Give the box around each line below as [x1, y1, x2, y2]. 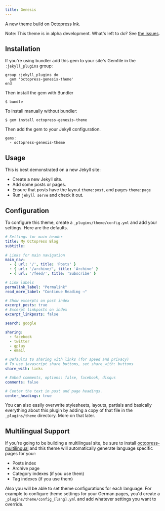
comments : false [5, 380, 39, 384]
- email [9, 348, 26, 353]
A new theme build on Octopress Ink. [5, 21, 81, 27]
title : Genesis [5, 7, 37, 12]
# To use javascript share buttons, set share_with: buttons [5, 362, 134, 367]
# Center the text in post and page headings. [5, 388, 103, 393]
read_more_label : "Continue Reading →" [5, 289, 87, 294]
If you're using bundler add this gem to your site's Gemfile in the [5, 58, 136, 64]
